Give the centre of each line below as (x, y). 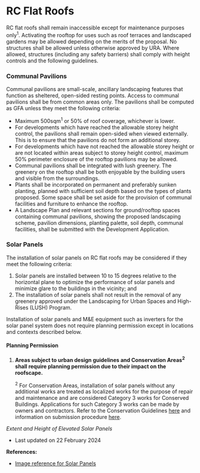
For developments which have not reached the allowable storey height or (104, 146)
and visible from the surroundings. (57, 178)
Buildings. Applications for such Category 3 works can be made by (97, 404)
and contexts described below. (44, 332)
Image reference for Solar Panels (56, 463)
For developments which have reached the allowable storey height (96, 127)
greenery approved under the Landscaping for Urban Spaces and (95, 301)
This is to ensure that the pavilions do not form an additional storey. (98, 140)
